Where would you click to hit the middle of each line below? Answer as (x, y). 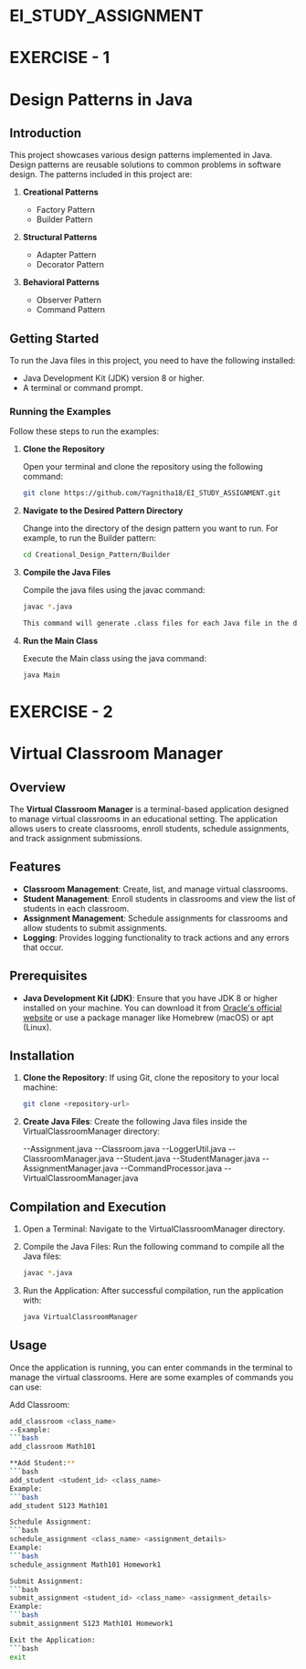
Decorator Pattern (70, 265)
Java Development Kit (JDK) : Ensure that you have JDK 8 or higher (150, 998)
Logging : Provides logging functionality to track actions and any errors (156, 937)
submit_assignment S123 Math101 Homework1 (91, 1624)
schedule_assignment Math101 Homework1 (85, 1564)
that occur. (43, 947)
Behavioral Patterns (61, 282)
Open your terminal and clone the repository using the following (142, 467)
